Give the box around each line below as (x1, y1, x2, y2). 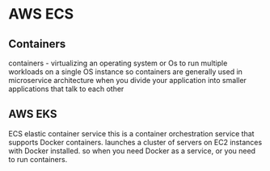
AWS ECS (8, 5, 74, 23)
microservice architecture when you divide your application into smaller (8, 76, 247, 85)
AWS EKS (8, 107, 57, 121)
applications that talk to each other (8, 84, 124, 94)
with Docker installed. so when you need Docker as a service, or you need (8, 146, 256, 156)
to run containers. (8, 154, 68, 164)
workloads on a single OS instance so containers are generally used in (8, 67, 243, 77)
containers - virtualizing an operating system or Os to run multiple (8, 58, 228, 68)
